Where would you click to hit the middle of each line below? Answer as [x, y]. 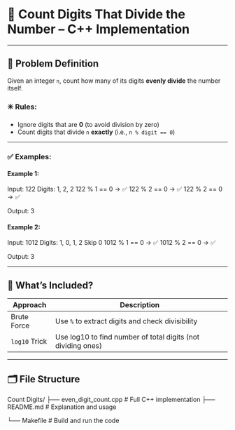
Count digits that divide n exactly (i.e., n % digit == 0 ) [96, 132]
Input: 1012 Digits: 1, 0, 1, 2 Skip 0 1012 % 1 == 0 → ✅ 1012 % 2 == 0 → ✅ [112, 243]
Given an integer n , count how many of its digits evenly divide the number [114, 81]
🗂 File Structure [44, 379]
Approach [30, 305]
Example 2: [24, 227]
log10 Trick [29, 342]
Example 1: [23, 173]
